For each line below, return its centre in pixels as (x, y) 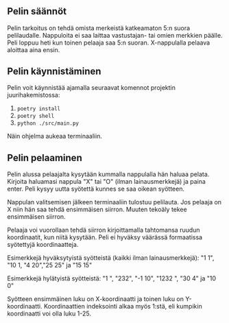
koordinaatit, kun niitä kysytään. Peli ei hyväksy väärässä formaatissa (105, 237)
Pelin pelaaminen (45, 157)
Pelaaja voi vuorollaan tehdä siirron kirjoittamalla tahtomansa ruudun (104, 230)
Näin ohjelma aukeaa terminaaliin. (55, 136)
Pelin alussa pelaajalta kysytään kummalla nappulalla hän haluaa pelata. (108, 174)
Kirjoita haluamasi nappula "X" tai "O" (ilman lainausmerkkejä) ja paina (106, 182)
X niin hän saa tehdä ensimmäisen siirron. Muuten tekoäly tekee (97, 210)
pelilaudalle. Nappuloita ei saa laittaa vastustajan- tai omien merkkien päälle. (115, 35)
